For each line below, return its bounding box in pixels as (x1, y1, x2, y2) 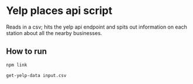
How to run (6, 47, 47, 57)
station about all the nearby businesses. (6, 29, 102, 36)
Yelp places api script (6, 4, 113, 17)
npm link (6, 62, 27, 68)
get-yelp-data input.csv (6, 72, 67, 78)
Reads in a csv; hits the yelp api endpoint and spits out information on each (6, 23, 187, 30)
